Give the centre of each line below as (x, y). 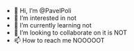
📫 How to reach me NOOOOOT (59, 40)
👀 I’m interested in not (45, 18)
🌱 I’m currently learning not (53, 25)
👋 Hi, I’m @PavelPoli (42, 11)
